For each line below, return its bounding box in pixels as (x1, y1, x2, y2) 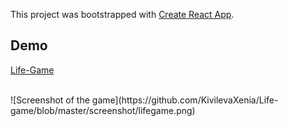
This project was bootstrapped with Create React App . (10, 9, 235, 20)
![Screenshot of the (10, 94, 90, 106)
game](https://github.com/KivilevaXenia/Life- (91, 94, 279, 106)
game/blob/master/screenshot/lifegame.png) (10, 104, 196, 116)
